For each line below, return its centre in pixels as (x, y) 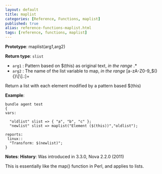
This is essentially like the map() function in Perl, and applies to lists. (75, 166)
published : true (22, 23)
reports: (14, 135)
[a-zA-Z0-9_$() (142, 71)
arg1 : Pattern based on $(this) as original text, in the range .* (75, 66)
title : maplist (21, 14)
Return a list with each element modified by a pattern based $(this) (73, 86)
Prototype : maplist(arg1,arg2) (35, 47)
